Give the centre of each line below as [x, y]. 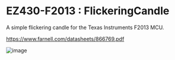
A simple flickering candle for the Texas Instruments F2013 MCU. [85, 27]
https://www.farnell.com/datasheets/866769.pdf [65, 39]
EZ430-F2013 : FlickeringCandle [88, 11]
